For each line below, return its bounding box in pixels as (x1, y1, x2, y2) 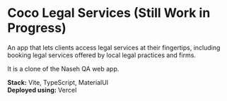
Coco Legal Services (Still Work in (7, 5, 211, 21)
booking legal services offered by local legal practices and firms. (7, 51, 197, 59)
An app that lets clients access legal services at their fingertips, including (7, 43, 221, 52)
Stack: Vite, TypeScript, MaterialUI (7, 78, 109, 86)
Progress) (7, 20, 67, 36)
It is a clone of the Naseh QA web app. (7, 64, 120, 73)
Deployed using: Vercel (7, 85, 77, 94)
